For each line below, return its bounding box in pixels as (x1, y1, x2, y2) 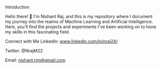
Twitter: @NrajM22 (5, 48, 43, 53)
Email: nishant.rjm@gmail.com (5, 57, 66, 63)
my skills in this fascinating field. (5, 29, 70, 34)
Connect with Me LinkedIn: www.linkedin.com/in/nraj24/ (5, 38, 118, 44)
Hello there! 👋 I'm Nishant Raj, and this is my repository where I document (5, 14, 153, 19)
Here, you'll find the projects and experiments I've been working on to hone (5, 24, 157, 30)
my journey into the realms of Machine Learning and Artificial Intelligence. (5, 19, 153, 24)
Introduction (5, 4, 30, 10)
